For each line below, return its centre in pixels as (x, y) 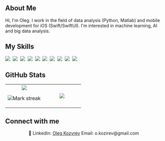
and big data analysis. (28, 31)
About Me (21, 8)
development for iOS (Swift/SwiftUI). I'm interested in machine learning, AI (81, 25)
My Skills (20, 47)
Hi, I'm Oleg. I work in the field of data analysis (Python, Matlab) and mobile (83, 20)
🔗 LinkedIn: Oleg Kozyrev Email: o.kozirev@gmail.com (84, 133)
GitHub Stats (25, 75)
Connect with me (32, 121)
